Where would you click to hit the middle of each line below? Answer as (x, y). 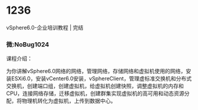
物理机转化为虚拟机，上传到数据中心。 (69, 101)
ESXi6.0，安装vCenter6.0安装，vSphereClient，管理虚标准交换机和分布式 (101, 78)
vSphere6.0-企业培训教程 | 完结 (45, 27)
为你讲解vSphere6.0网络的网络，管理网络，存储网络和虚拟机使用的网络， (96, 71)
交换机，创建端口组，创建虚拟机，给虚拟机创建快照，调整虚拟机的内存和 (95, 86)
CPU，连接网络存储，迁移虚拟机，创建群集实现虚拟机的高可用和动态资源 (95, 93)
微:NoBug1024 (28, 44)
